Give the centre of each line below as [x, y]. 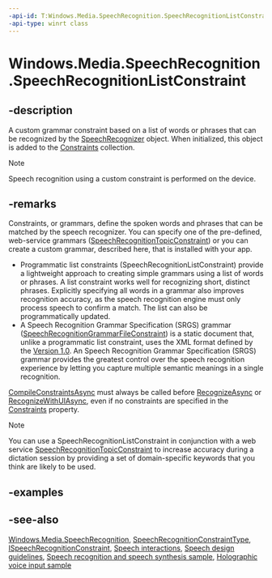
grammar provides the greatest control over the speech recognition [132, 359]
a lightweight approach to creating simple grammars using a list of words [142, 274]
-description [40, 110]
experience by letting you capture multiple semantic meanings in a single [142, 368]
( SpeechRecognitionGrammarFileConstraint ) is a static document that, [137, 334]
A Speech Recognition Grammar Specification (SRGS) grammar [126, 325]
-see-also [34, 520]
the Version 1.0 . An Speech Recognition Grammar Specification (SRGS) [138, 351]
